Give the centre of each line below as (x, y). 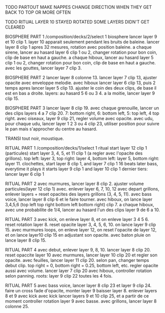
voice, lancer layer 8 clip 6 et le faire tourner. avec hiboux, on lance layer (79, 199)
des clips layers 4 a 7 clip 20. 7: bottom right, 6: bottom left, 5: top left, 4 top (82, 113)
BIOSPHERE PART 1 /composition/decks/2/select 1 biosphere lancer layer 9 (81, 37)
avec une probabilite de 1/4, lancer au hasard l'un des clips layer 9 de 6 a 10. (82, 210)
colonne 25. (17, 306)
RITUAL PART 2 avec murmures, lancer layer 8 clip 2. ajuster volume (75, 184)
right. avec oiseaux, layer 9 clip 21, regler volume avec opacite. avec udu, (80, 118)
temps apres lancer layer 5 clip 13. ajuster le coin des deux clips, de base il (81, 88)
